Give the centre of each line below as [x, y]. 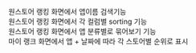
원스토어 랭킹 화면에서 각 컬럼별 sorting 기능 [78, 21]
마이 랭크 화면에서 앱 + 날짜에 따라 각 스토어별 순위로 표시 [98, 41]
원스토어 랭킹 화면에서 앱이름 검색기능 [67, 11]
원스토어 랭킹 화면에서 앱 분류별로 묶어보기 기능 [82, 31]
